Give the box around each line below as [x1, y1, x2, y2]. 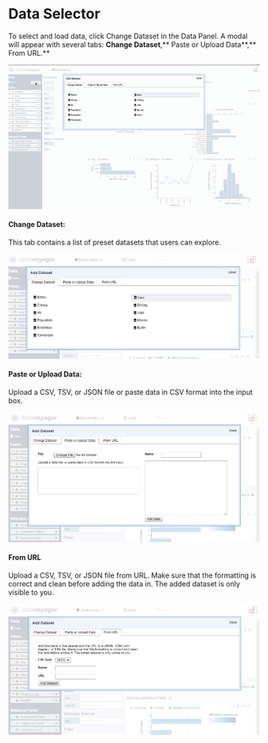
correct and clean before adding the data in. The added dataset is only [8, 578, 241, 588]
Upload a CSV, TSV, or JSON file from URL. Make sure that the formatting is [8, 570, 257, 580]
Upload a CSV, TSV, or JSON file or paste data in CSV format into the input [8, 387, 253, 397]
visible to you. [8, 587, 54, 597]
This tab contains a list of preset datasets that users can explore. [8, 237, 222, 247]
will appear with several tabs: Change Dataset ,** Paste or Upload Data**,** [8, 39, 257, 49]
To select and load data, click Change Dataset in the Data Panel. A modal [8, 31, 248, 41]
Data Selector [8, 5, 101, 23]
